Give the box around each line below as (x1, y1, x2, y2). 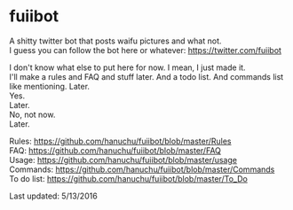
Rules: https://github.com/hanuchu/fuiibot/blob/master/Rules (9, 136, 232, 146)
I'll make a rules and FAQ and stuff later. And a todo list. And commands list (9, 71, 284, 82)
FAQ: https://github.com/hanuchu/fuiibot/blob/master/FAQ (9, 144, 222, 156)
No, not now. (9, 109, 56, 120)
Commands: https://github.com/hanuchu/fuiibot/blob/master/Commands (9, 164, 275, 175)
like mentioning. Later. (9, 81, 91, 91)
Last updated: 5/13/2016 (9, 191, 98, 201)
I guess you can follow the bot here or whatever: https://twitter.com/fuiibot (9, 44, 282, 55)
